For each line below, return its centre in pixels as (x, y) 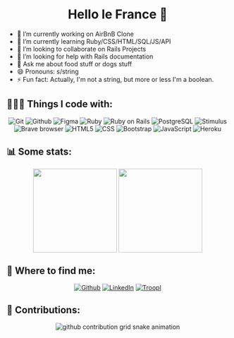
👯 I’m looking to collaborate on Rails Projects (81, 49)
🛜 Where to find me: (51, 271)
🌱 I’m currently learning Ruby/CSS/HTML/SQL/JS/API (94, 41)
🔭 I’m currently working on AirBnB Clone (75, 34)
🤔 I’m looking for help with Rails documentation (85, 56)
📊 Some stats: (39, 152)
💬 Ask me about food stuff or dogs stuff (74, 64)
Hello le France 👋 (118, 14)
